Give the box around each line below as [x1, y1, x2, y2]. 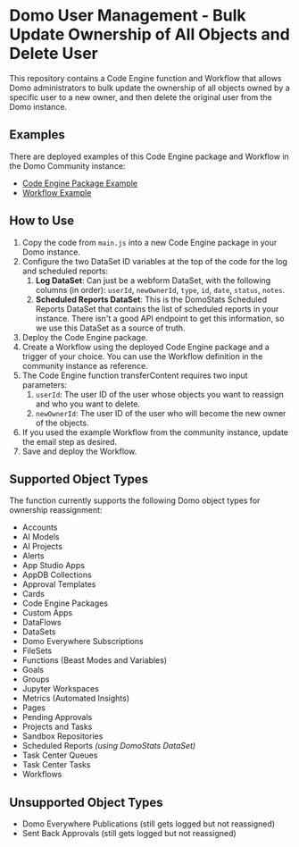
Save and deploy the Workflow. [21, 446, 137, 457]
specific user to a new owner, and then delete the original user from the [9, 91, 272, 103]
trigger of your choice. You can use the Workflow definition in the [21, 350, 263, 362]
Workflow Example [21, 187, 92, 197]
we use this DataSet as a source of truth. [35, 323, 186, 333]
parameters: [21, 379, 68, 390]
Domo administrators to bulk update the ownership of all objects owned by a [9, 82, 290, 93]
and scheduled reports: [21, 265, 109, 276]
